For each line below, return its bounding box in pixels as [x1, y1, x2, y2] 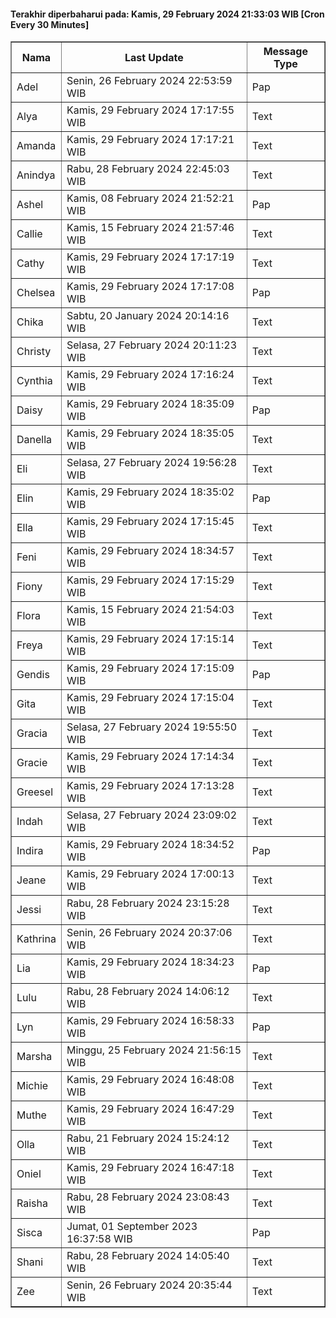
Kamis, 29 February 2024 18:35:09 [66, 397, 235, 411]
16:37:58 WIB [66, 1232, 133, 1246]
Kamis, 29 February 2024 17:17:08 [66, 280, 235, 294]
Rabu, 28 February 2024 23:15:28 [66, 896, 230, 910]
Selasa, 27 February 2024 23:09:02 [66, 808, 238, 822]
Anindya [16, 168, 56, 182]
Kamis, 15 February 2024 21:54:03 [66, 603, 235, 617]
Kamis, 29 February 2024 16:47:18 [66, 1161, 235, 1175]
